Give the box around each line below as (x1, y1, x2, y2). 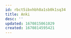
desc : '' (5, 16, 23, 21)
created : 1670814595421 (5, 26, 55, 31)
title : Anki (5, 12, 30, 17)
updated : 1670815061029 (5, 21, 55, 26)
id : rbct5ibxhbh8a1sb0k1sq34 (5, 7, 66, 12)
